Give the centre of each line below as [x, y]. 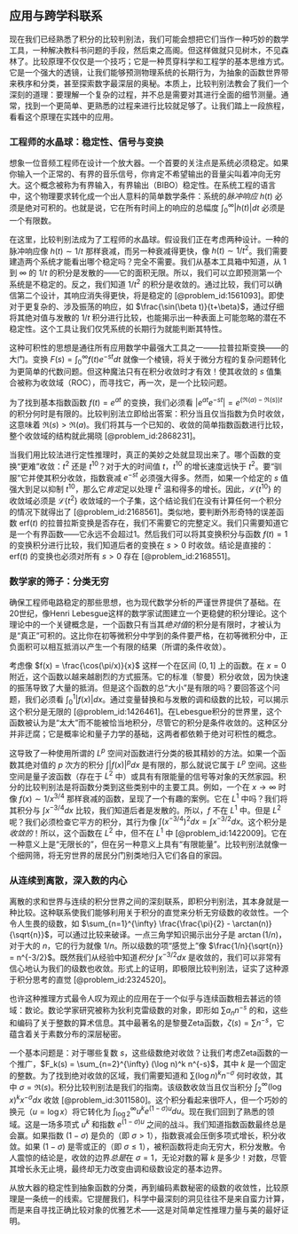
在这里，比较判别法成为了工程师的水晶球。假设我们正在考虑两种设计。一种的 [149, 239]
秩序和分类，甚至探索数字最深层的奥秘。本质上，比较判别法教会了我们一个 [153, 83]
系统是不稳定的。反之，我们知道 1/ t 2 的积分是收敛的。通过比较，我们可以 [142, 284]
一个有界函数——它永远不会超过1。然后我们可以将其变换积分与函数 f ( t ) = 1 [152, 534]
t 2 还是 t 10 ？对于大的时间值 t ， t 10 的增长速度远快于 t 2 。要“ [169, 465]
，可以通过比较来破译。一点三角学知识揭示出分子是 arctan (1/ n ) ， [168, 935]
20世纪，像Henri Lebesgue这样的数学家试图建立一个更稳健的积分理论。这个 [148, 613]
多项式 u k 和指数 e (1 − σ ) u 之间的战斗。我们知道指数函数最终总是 [171, 1123]
